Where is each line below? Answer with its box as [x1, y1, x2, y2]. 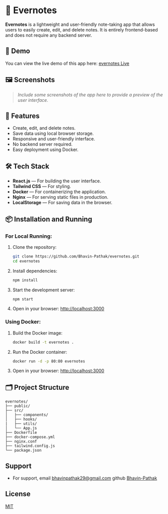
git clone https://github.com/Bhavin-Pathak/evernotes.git [12, 253, 140, 259]
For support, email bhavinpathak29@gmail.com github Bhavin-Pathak [12, 475, 157, 481]
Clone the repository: [12, 244, 57, 250]
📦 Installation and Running [5, 215, 92, 224]
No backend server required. [12, 141, 73, 148]
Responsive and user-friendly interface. [12, 136, 95, 142]
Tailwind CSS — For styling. [12, 183, 72, 190]
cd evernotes [12, 259, 40, 264]
